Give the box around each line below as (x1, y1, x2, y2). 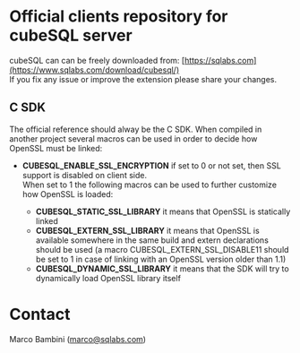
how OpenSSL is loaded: (21, 188, 114, 199)
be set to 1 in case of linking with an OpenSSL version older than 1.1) (35, 254, 287, 264)
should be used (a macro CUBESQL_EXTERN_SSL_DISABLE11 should (35, 244, 289, 254)
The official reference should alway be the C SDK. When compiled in (9, 124, 262, 134)
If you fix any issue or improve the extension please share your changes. (9, 73, 278, 84)
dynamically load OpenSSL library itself (35, 272, 182, 283)
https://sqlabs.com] (184, 55, 257, 65)
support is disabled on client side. (21, 169, 148, 180)
